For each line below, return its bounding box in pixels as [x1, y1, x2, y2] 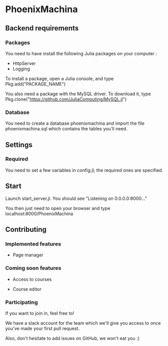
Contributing [5, 225, 47, 234]
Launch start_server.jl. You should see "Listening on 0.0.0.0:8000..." [5, 195, 147, 201]
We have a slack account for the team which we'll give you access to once [5, 320, 161, 326]
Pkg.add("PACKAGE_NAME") [5, 81, 66, 87]
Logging [12, 65, 30, 72]
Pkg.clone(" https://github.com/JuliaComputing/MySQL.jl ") [5, 96, 127, 102]
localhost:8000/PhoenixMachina [5, 211, 74, 217]
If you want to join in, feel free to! [5, 310, 75, 316]
